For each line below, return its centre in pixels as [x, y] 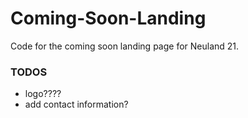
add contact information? [76, 104]
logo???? [43, 94]
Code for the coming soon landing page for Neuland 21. [125, 46]
